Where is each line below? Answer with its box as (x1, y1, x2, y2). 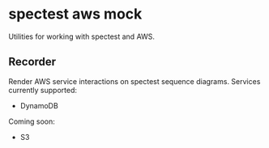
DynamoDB (19, 100, 58, 110)
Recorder (8, 55, 57, 69)
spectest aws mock (8, 5, 143, 23)
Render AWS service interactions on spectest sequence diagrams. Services (8, 76, 261, 86)
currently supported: (8, 85, 77, 95)
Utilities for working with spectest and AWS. (8, 32, 156, 41)
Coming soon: (8, 116, 55, 126)
